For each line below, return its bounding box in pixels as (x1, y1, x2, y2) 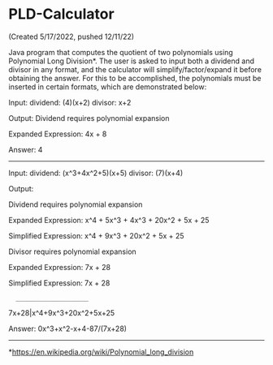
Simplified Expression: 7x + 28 (8, 277, 110, 288)
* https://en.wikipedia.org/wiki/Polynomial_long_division (8, 346, 194, 357)
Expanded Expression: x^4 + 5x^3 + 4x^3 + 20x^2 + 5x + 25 (8, 215, 210, 225)
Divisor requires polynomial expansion (8, 247, 136, 256)
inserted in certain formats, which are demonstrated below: (8, 82, 207, 92)
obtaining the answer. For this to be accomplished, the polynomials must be (8, 73, 262, 83)
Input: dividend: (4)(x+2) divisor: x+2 (8, 97, 132, 107)
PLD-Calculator (8, 5, 115, 24)
